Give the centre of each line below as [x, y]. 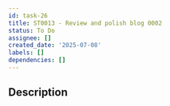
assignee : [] [30, 38]
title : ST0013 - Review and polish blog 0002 [85, 23]
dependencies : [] [37, 61]
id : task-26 [28, 16]
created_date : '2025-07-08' [55, 45]
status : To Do [32, 30]
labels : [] [26, 53]
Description [38, 92]
